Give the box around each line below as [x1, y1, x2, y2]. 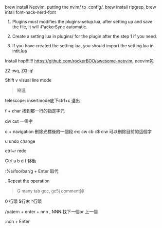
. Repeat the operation [5, 178, 50, 184]
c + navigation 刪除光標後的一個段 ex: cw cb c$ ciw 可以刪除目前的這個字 [5, 129, 152, 134]
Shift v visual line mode [5, 77, 52, 83]
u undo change [5, 138, 36, 144]
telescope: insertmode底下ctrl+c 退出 [5, 97, 80, 103]
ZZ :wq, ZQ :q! [5, 68, 34, 74]
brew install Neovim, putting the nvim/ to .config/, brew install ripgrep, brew [5, 4, 157, 10]
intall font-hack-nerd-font [5, 9, 56, 15]
